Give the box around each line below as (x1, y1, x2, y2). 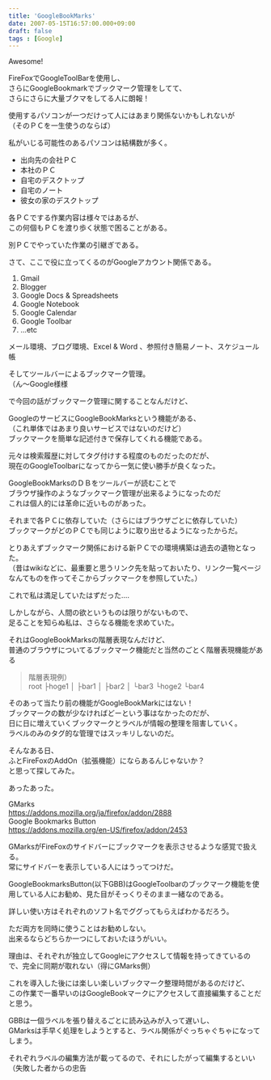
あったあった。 (8, 783, 58, 793)
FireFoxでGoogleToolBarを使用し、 (8, 74, 125, 83)
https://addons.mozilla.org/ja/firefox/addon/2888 (8, 808, 172, 818)
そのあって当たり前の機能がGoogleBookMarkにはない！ (8, 698, 194, 708)
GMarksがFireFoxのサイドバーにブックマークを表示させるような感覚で (8, 842, 243, 852)
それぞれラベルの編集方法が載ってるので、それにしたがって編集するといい (8, 1053, 256, 1063)
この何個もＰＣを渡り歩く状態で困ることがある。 (8, 223, 171, 233)
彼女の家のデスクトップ (19, 196, 99, 205)
